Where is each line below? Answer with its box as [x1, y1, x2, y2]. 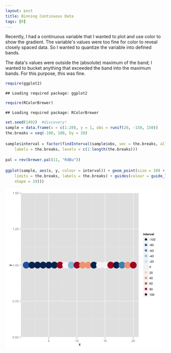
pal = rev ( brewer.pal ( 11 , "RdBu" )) [5, 157, 81, 162]
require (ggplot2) [5, 81, 42, 86]
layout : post [5, 8, 33, 13]
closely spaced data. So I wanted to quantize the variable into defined [5, 44, 152, 50]
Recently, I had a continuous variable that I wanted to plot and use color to [5, 34, 161, 40]
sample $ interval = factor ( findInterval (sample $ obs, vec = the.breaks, [5, 141, 158, 146]
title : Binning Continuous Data [5, 13, 74, 19]
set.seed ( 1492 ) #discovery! [5, 120, 67, 125]
